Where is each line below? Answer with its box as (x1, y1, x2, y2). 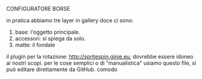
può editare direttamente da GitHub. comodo (6, 66, 118, 73)
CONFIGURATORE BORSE (6, 5, 71, 12)
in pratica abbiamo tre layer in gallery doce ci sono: (6, 17, 134, 24)
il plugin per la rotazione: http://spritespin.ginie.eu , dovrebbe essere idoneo (6, 53, 194, 60)
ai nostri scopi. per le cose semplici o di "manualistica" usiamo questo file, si (6, 60, 197, 66)
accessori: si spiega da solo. (14, 35, 86, 42)
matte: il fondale (14, 42, 55, 48)
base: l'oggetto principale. (14, 28, 80, 36)
